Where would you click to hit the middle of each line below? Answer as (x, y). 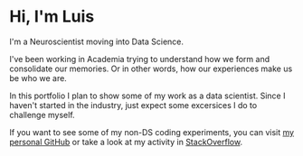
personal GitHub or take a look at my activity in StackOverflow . (126, 142)
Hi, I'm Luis (52, 17)
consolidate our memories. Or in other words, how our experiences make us (151, 69)
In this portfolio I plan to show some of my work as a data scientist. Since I (147, 96)
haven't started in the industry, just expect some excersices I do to (133, 105)
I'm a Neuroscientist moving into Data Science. (96, 41)
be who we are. (38, 78)
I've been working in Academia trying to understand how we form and (139, 59)
